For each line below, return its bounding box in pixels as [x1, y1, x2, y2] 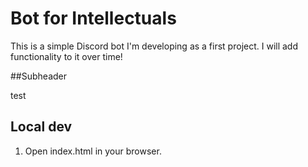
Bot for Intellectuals [10, 7, 177, 30]
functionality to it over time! [10, 50, 123, 62]
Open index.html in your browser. [24, 145, 162, 157]
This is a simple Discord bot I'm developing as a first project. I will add [10, 40, 298, 52]
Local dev [10, 118, 73, 136]
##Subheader [10, 70, 68, 82]
